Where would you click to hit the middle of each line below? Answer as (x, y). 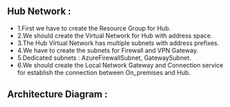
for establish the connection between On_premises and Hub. (104, 72)
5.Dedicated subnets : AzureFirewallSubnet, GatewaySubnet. (104, 58)
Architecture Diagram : (57, 94)
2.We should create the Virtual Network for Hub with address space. (115, 35)
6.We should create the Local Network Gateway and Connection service (120, 65)
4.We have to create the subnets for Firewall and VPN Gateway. (108, 50)
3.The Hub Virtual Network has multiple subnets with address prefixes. (118, 43)
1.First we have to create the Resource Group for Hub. (94, 28)
